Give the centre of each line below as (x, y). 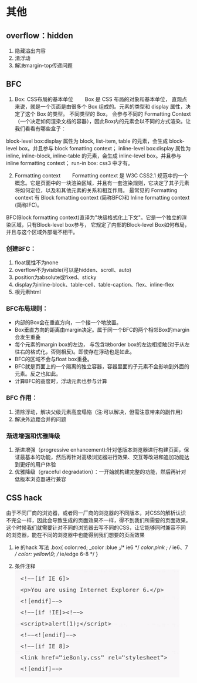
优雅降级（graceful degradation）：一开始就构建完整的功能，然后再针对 (100, 472)
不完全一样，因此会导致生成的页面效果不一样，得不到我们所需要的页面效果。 (98, 520)
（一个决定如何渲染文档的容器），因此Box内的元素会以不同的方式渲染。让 (103, 121)
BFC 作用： (22, 398)
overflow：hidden (40, 36)
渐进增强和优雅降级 (33, 436)
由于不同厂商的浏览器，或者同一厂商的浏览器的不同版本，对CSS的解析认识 (96, 513)
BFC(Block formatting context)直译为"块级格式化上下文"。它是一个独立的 (94, 217)
